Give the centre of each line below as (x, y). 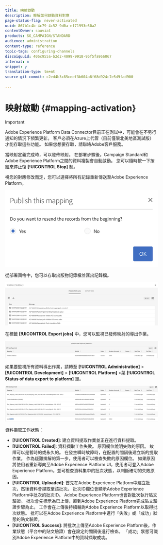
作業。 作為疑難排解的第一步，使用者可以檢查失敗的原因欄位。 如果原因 (83, 458)
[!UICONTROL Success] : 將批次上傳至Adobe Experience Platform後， (82, 525)
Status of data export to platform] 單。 (44, 379)
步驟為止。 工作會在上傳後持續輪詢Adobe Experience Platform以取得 (85, 507)
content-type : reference (30, 46)
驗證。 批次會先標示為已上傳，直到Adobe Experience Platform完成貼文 (83, 501)
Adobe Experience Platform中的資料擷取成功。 (63, 537)
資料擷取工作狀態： (24, 430)
